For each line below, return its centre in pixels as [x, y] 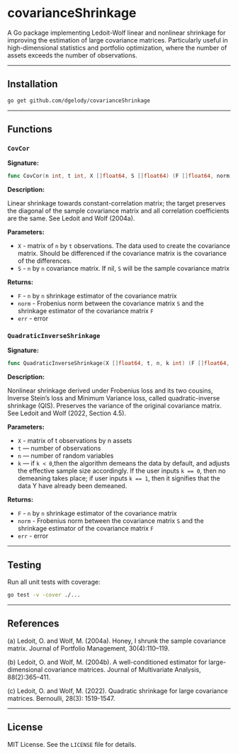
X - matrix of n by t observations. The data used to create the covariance [124, 246]
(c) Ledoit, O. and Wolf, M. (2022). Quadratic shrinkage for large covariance [118, 691]
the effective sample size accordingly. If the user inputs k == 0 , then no [121, 471]
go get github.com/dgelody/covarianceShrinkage [79, 101]
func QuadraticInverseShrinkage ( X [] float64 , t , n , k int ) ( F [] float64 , [119, 364]
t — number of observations [59, 449]
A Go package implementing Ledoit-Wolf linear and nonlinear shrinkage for [117, 33]
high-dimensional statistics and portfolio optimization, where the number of [117, 47]
